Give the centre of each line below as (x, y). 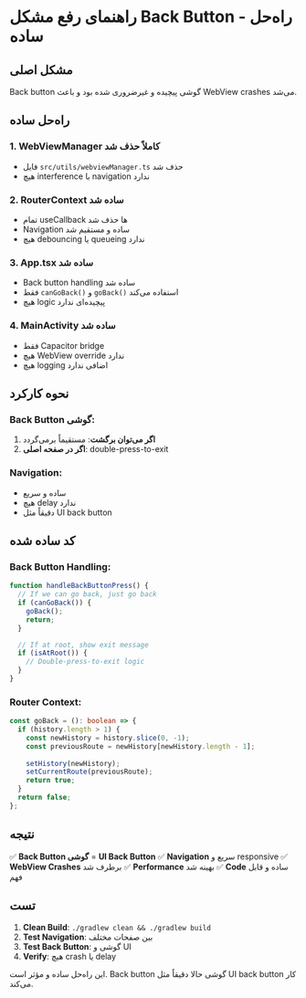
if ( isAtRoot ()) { (53, 653)
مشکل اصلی (41, 70)
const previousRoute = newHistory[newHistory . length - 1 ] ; (141, 746)
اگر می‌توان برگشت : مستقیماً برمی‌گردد (89, 439)
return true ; (51, 781)
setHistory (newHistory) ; (73, 763)
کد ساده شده (42, 541)
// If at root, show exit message (83, 645)
